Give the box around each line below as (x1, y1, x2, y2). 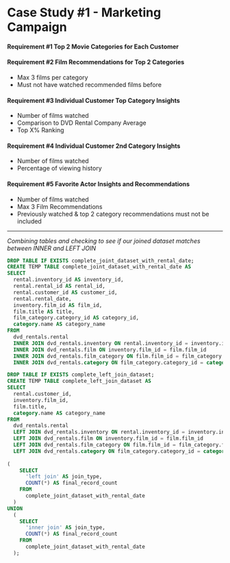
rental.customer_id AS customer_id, (13, 289, 118, 296)
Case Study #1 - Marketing (7, 5, 162, 21)
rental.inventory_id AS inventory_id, (13, 276, 125, 284)
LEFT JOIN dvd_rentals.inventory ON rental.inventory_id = (13, 429, 186, 436)
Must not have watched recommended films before (16, 80, 162, 88)
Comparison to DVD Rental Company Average (16, 118, 146, 127)
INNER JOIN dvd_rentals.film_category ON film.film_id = (13, 353, 179, 360)
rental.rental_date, (13, 295, 72, 302)
